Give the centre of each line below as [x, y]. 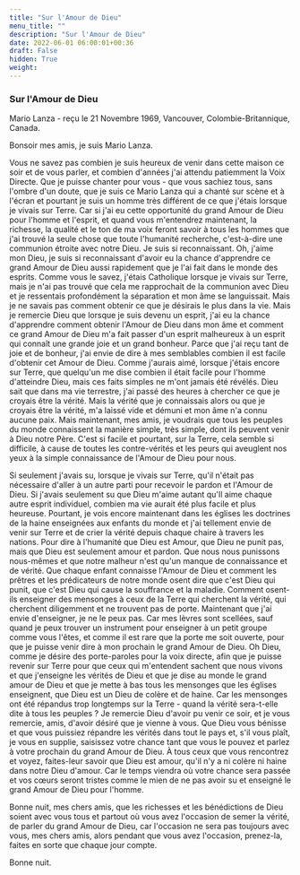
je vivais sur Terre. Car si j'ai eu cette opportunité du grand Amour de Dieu [146, 211]
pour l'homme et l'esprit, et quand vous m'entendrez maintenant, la [133, 220]
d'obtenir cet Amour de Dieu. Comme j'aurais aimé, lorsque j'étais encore [145, 363]
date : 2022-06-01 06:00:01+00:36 [72, 43]
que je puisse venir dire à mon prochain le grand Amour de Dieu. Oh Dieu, [145, 647]
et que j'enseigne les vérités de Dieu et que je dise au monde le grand [138, 676]
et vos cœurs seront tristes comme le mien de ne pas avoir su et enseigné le [150, 780]
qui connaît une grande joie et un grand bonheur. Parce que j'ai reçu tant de [149, 344]
